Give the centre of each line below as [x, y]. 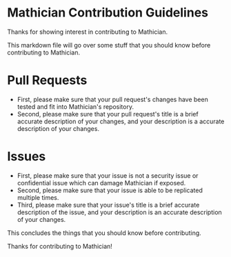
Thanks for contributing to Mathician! [60, 246]
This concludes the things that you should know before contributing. [104, 233]
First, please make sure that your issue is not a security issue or [108, 175]
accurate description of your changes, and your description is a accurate [121, 121]
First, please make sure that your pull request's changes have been [112, 99]
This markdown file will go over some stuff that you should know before [109, 45]
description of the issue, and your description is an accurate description [119, 212]
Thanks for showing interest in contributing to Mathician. [88, 32]
